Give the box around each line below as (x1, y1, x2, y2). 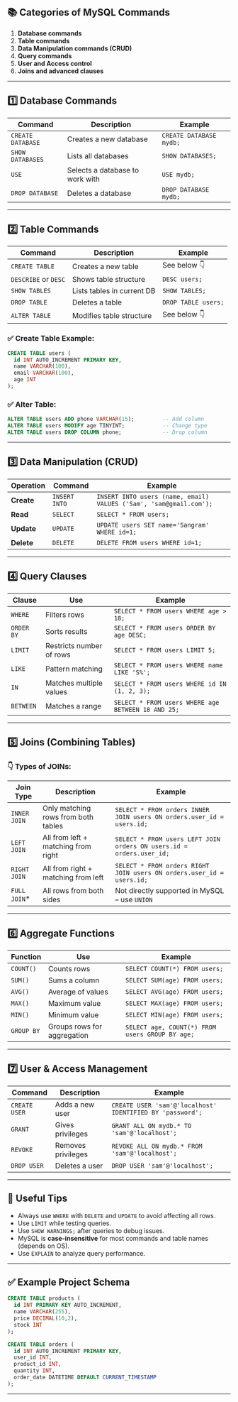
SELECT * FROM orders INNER (115, 806, 210, 814)
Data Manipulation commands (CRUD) (17, 44, 132, 53)
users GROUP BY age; (125, 1031, 195, 1039)
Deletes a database (67, 188, 132, 198)
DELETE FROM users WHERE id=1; (96, 539, 202, 547)
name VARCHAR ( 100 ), (13, 363, 72, 370)
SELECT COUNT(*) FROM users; (125, 965, 224, 973)
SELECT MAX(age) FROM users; (125, 1000, 224, 1007)
